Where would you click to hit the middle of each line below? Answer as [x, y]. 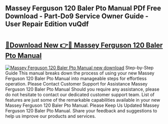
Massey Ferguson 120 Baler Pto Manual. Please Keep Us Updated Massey [82, 105]
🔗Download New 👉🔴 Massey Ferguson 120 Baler [84, 45]
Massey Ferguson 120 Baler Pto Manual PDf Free [83, 8]
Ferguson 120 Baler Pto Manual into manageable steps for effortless [76, 78]
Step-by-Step [139, 68]
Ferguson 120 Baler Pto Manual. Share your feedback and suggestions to [81, 111]
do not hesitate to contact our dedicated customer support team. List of [80, 95]
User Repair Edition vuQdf [47, 24]
